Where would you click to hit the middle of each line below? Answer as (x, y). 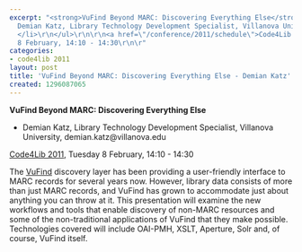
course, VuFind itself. (49, 238)
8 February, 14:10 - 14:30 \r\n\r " (82, 43)
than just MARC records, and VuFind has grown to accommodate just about (149, 190)
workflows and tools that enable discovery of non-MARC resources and (142, 209)
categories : (31, 51)
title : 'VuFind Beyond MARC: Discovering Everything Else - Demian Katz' (151, 76)
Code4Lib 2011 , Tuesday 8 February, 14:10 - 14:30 (102, 154)
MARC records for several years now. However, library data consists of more (151, 181)
